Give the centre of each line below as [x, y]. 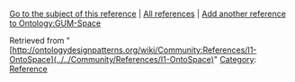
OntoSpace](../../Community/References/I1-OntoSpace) [112, 59]
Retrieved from [37, 41]
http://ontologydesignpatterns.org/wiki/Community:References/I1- [134, 50]
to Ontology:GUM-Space [55, 23]
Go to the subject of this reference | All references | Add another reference [147, 14]
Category [237, 59]
